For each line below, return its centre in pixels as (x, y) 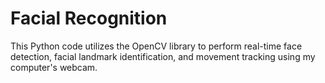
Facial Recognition (89, 18)
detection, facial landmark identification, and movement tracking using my (163, 56)
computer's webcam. (54, 67)
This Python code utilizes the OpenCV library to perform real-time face (156, 46)
